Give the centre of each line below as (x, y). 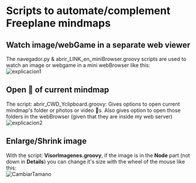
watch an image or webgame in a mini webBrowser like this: (78, 65)
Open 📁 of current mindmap (58, 90)
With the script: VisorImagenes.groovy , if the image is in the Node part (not (98, 155)
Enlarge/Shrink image (46, 141)
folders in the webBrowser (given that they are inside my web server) (89, 116)
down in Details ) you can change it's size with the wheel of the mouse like (96, 161)
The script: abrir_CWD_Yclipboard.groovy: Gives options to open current (93, 104)
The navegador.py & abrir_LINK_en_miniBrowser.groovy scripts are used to (96, 59)
